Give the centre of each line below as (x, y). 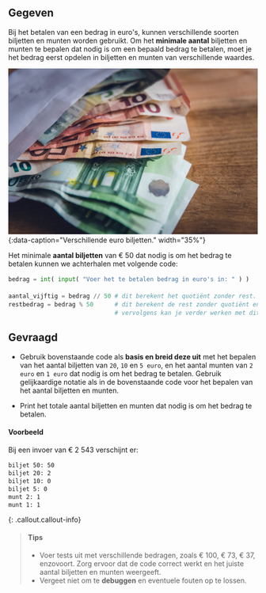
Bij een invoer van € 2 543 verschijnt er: (73, 450)
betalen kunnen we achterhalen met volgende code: (93, 264)
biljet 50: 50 (32, 465)
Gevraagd (33, 338)
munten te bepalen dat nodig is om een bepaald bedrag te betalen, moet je (130, 49)
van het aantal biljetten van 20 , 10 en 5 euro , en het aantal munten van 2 (136, 365)
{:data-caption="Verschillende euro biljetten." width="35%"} (107, 240)
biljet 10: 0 (30, 481)
